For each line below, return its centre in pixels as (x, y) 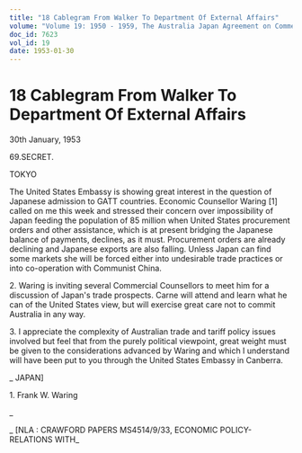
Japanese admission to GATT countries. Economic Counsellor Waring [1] (144, 201)
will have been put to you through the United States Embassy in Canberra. (146, 360)
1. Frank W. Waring (44, 395)
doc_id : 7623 (34, 34)
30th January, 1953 (45, 139)
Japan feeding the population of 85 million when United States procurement (150, 220)
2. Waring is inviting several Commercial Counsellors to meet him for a (139, 286)
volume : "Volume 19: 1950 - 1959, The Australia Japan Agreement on (140, 26)
